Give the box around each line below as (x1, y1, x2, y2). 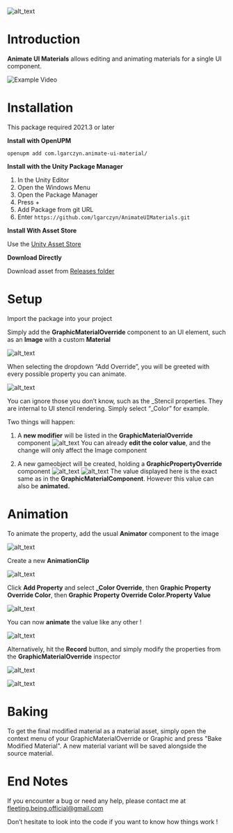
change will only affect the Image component (17, 446, 147, 454)
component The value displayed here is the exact (17, 467, 218, 475)
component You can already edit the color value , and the (17, 439, 211, 446)
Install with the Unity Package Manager (7, 163, 123, 171)
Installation (7, 100, 74, 116)
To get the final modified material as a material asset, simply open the (7, 726, 207, 735)
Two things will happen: (7, 418, 75, 426)
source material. (7, 749, 54, 757)
